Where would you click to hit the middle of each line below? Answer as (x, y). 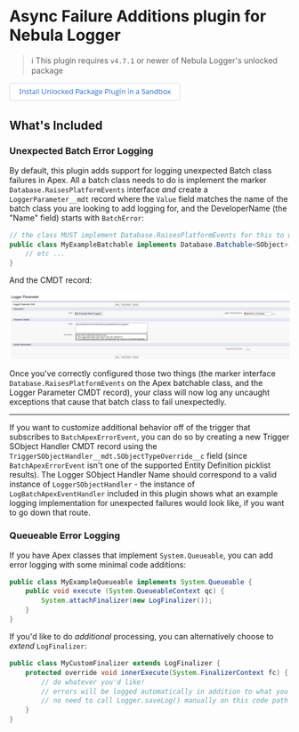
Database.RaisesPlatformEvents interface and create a (109, 189)
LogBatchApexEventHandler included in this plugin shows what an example (144, 494)
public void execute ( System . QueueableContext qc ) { (125, 591)
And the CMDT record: (51, 280)
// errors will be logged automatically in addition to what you (165, 691)
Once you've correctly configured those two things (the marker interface (142, 374)
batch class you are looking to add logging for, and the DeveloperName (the (148, 208)
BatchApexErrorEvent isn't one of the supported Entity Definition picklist (140, 465)
